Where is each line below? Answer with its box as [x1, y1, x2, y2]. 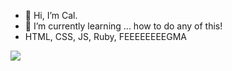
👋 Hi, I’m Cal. [24, 10, 78, 21]
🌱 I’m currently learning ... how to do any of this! [24, 20, 223, 32]
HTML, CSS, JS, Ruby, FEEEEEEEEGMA [24, 31, 188, 42]
